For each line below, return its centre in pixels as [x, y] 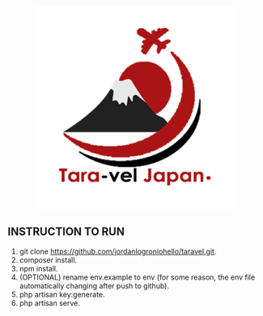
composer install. [48, 260]
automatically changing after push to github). [94, 285]
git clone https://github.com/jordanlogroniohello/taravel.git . [118, 251]
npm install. [38, 268]
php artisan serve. [49, 303]
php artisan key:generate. [62, 294]
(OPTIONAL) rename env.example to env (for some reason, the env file [137, 277]
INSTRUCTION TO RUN [66, 232]
